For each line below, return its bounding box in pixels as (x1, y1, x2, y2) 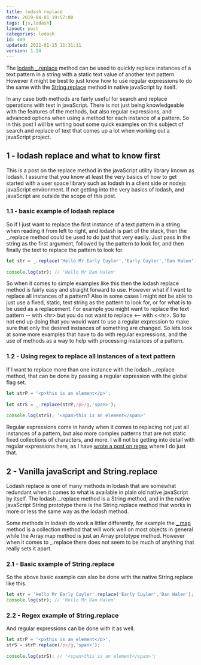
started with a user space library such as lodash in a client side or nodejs (6, 179, 187, 187)
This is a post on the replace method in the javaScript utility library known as (6, 166, 194, 174)
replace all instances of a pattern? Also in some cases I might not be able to (6, 292, 193, 300)
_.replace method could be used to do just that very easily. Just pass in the (6, 233, 191, 241)
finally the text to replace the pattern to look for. (6, 246, 124, 253)
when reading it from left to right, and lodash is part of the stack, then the (6, 227, 187, 234)
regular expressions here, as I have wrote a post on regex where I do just (6, 442, 186, 450)
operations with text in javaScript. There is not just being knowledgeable (6, 101, 184, 109)
